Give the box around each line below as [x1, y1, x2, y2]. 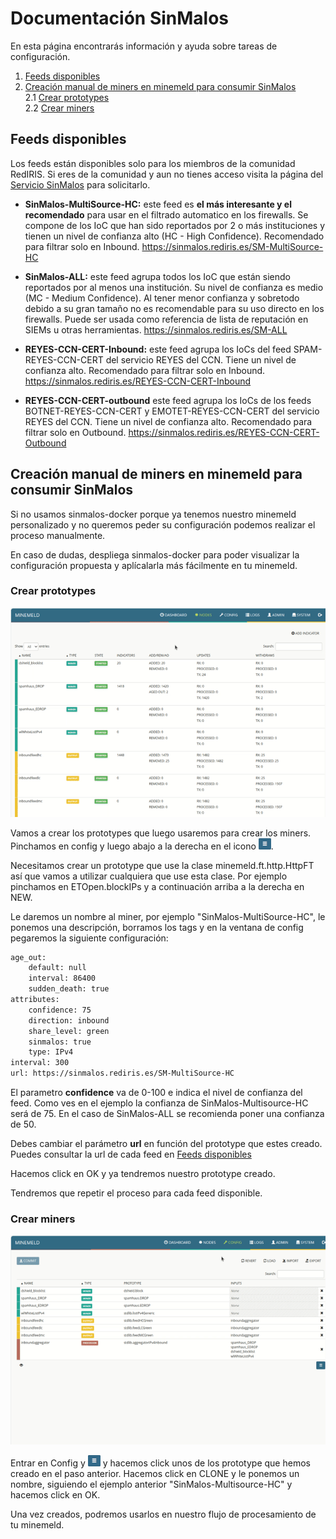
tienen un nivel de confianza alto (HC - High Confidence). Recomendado [24, 230, 325, 242]
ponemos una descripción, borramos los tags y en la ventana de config [10, 921, 304, 933]
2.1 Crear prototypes [24, 91, 110, 103]
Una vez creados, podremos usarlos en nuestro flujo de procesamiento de [10, 1508, 317, 1521]
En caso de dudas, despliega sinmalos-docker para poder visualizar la [10, 548, 300, 561]
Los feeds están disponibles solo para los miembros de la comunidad [10, 157, 296, 169]
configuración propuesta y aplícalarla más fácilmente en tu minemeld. [10, 559, 298, 571]
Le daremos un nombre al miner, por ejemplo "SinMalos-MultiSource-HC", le [10, 910, 326, 922]
